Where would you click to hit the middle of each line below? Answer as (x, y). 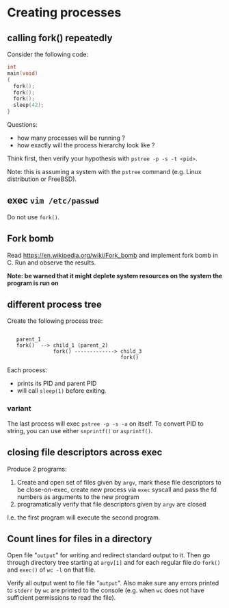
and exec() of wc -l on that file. (51, 570)
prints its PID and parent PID (57, 384)
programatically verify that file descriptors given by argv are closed (111, 504)
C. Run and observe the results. (52, 263)
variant (19, 409)
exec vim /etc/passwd (53, 200)
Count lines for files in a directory (80, 538)
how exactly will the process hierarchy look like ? (86, 145)
